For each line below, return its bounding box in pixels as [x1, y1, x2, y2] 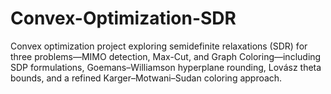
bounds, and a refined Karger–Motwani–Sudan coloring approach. [10, 72, 283, 84]
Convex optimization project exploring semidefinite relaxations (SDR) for [10, 40, 308, 52]
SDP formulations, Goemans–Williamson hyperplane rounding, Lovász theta [10, 61, 322, 73]
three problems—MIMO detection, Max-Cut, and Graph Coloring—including [10, 50, 322, 62]
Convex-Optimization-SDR [10, 7, 237, 30]
